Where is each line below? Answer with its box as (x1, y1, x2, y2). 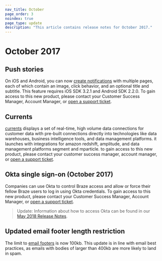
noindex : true (5, 16, 34, 21)
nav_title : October (5, 7, 44, 12)
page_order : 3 (5, 12, 34, 16)
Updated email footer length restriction (5, 227, 125, 235)
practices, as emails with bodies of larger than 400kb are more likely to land (5, 245, 156, 251)
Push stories (5, 65, 44, 73)
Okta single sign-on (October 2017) (5, 170, 114, 179)
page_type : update (5, 20, 42, 26)
